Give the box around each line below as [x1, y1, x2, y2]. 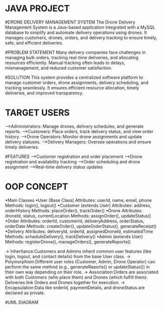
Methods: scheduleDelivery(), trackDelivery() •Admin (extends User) [5, 233, 143, 240]
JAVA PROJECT [5, 3, 70, 14]
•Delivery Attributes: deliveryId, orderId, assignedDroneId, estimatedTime [5, 228, 153, 234]
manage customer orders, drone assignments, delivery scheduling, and [5, 79, 149, 86]
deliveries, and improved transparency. [5, 90, 84, 96]
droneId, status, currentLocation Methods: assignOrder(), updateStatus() [5, 213, 151, 219]
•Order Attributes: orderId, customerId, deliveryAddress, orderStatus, [5, 218, 145, 224]
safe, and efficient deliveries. [5, 40, 63, 45]
